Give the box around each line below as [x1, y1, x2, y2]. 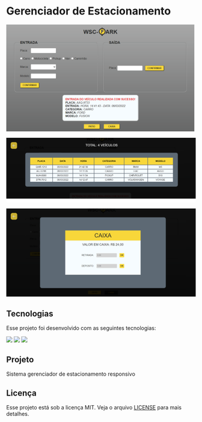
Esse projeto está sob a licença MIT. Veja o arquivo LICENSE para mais [6, 403, 182, 411]
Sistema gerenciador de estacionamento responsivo [6, 370, 135, 377]
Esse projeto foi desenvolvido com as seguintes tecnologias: [6, 324, 156, 332]
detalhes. [6, 410, 29, 417]
